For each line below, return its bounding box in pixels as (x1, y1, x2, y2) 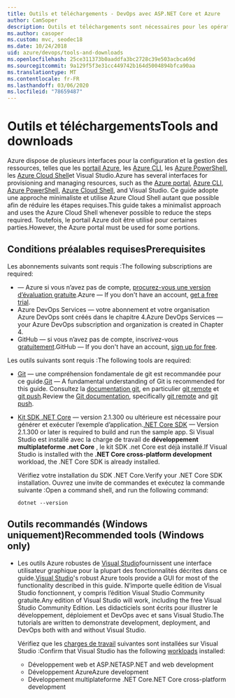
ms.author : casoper (7, 29, 64, 37)
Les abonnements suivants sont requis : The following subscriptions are (7, 262, 213, 270)
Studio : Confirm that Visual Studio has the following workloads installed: (17, 646, 226, 655)
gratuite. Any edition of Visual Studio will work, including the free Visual (17, 596, 222, 604)
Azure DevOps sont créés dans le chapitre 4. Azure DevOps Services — (17, 313, 223, 321)
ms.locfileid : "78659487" (7, 88, 83, 95)
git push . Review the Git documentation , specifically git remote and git (17, 392, 218, 400)
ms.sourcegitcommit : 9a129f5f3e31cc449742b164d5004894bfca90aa (7, 62, 196, 69)
